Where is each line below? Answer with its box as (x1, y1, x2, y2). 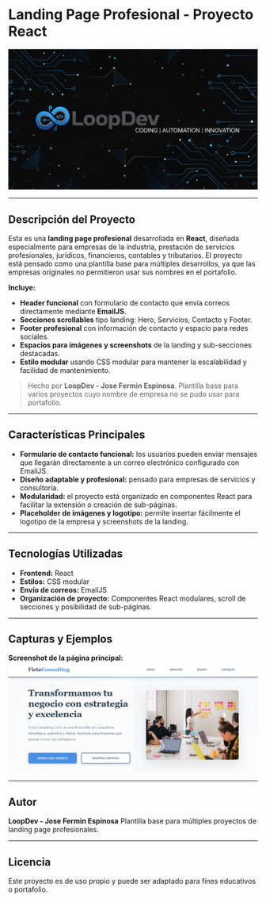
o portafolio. (8, 885, 48, 894)
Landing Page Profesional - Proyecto (8, 6, 254, 24)
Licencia (8, 855, 51, 869)
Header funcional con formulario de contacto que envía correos (19, 298, 230, 307)
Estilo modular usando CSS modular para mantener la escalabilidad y (19, 357, 247, 367)
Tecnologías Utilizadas (8, 547, 123, 561)
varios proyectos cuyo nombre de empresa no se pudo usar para (27, 390, 240, 398)
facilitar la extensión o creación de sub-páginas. (19, 500, 177, 509)
